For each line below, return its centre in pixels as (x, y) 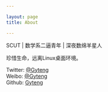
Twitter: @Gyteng (27, 69)
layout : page (22, 17)
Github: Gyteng (24, 82)
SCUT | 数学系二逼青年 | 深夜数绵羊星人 (54, 45)
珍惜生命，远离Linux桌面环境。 (44, 58)
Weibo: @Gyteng (27, 76)
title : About (22, 22)
